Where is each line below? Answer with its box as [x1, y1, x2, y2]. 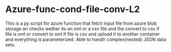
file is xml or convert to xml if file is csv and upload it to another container [5, 31, 160, 37]
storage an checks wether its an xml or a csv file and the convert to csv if [5, 25, 160, 31]
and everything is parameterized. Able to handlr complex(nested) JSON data [5, 36, 166, 42]
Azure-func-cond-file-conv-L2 [5, 4, 140, 15]
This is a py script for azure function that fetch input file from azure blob [5, 20, 157, 26]
